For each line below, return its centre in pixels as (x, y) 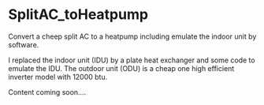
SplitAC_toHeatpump (78, 15)
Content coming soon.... (47, 92)
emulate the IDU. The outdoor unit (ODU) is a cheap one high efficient (121, 68)
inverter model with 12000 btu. (58, 77)
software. (24, 44)
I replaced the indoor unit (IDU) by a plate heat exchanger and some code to (132, 60)
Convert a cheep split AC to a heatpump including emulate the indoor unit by (132, 36)
